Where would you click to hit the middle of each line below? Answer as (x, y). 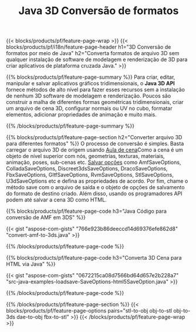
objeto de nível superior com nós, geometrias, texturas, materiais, (86, 156)
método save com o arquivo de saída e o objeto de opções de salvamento (95, 187)
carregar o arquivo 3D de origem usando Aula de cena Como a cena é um (94, 150)
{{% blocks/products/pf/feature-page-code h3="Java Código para (87, 211)
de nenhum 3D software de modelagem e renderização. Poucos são (89, 96)
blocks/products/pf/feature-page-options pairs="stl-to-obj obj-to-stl (89, 311)
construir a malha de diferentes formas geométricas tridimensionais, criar (95, 102)
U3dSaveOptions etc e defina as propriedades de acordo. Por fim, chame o (97, 181)
